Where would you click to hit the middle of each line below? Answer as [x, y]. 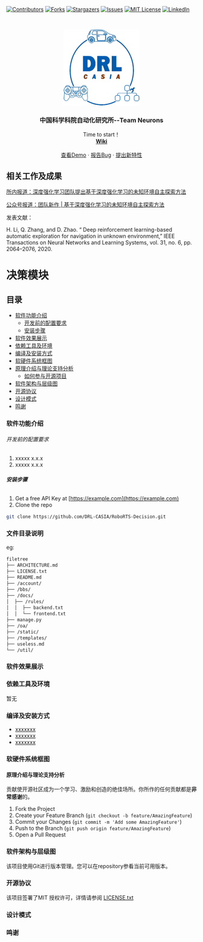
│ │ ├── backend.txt [35, 607]
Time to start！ [101, 135]
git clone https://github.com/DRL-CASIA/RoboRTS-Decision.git [86, 517]
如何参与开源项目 [45, 376]
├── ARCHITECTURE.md [32, 565]
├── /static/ [23, 632]
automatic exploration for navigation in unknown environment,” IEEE [91, 236]
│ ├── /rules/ [25, 601]
